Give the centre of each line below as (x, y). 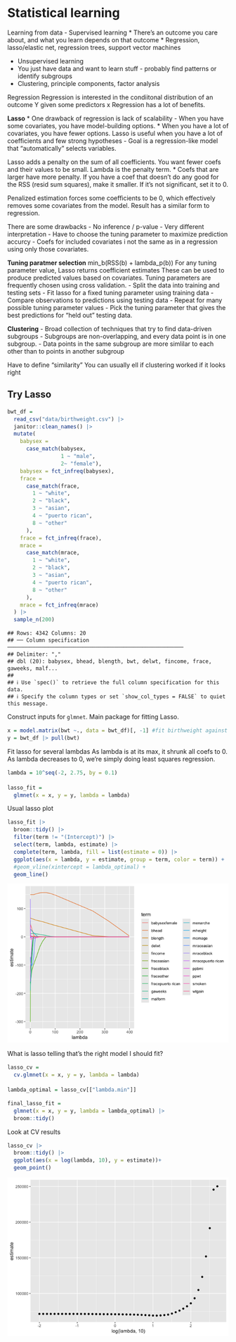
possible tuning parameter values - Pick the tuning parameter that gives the (117, 307)
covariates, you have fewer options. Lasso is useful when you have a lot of (115, 133)
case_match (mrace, (53, 553)
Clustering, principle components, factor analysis (88, 83)
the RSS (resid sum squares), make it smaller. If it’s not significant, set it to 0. (118, 184)
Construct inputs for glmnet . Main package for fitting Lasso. (93, 717)
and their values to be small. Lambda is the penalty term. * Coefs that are (113, 169)
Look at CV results (34, 1131)
